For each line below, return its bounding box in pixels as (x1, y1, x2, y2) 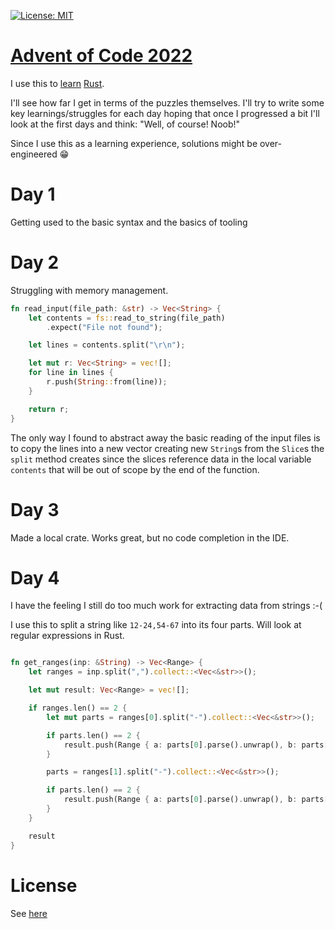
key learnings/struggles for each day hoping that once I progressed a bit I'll (10, 107, 320, 119)
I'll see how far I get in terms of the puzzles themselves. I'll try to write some (10, 96, 325, 109)
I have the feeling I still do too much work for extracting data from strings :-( (10, 600, 323, 612)
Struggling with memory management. (10, 284, 169, 296)
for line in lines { (28, 368, 114, 378)
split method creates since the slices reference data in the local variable (10, 453, 312, 465)
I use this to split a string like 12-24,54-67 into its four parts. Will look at (10, 619, 302, 631)
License (10, 874, 78, 897)
